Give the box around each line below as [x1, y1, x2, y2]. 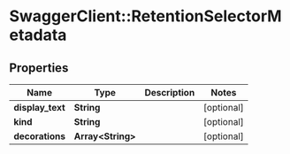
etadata [9, 25, 67, 45]
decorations [13, 130, 66, 142]
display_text [13, 102, 66, 113]
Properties [9, 60, 69, 75]
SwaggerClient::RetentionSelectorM [9, 6, 282, 27]
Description [144, 87, 195, 98]
